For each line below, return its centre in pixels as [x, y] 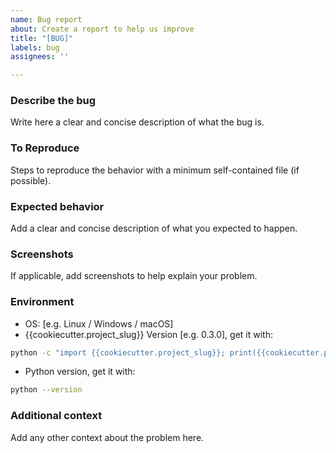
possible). [31, 180]
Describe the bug [53, 101]
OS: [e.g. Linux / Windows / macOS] [99, 323]
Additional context [56, 416]
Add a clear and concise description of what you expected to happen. [154, 228]
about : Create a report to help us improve [102, 29]
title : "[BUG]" [42, 38]
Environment [42, 302]
